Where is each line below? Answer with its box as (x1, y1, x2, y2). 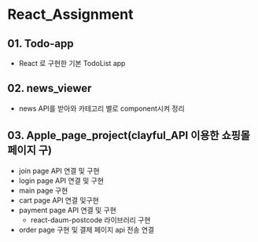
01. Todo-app (7, 37, 74, 50)
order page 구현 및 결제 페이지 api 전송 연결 (18, 225, 155, 234)
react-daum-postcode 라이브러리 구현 (30, 214, 151, 225)
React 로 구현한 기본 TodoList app (18, 59, 126, 68)
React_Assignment (7, 5, 134, 24)
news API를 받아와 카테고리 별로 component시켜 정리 (18, 104, 186, 113)
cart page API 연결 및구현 (18, 195, 99, 205)
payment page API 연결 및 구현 (18, 205, 117, 214)
